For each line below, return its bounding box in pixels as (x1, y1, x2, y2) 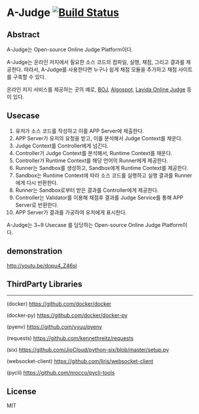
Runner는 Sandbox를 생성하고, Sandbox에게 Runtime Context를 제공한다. (15, 164, 188, 171)
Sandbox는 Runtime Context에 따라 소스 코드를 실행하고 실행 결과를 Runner (15, 172, 193, 179)
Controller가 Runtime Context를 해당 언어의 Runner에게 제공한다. (15, 157, 168, 164)
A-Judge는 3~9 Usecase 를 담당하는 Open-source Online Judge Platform (6, 221, 183, 228)
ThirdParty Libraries (6, 279, 83, 290)
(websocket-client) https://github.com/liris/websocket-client (6, 358, 154, 365)
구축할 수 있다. (12, 73, 47, 80)
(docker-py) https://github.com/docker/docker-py (6, 312, 128, 319)
